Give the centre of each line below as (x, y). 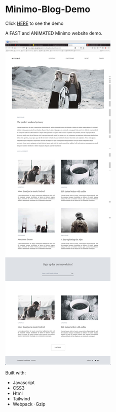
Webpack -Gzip (29, 404)
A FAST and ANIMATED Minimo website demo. (54, 33)
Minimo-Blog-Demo (48, 9)
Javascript (24, 382)
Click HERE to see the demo (34, 23)
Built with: (16, 372)
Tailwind (21, 398)
